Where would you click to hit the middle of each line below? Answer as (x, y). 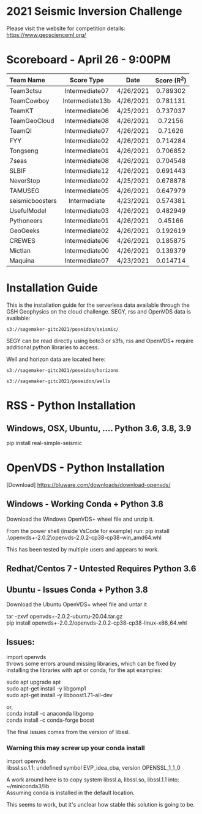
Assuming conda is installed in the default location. (70, 793)
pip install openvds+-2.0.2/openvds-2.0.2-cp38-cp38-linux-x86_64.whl (97, 623)
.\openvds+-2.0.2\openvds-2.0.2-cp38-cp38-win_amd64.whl (84, 537)
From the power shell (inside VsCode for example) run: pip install (88, 531)
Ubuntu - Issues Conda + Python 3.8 (77, 589)
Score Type (87, 80)
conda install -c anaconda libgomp (50, 713)
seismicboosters (33, 201)
